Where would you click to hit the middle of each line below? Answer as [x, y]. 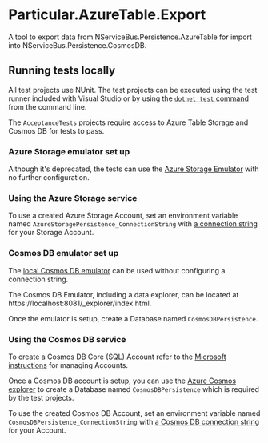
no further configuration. [49, 178]
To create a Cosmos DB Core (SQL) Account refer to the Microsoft [117, 357]
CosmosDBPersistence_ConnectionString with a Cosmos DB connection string [134, 421]
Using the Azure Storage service [73, 198]
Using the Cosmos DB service [67, 339]
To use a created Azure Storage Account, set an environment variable [123, 216]
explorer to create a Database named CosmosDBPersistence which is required [134, 389]
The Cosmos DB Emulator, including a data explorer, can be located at [124, 294]
